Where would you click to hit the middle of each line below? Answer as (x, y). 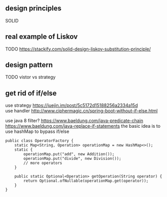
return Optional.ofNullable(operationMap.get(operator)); (86, 181)
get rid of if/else (31, 93)
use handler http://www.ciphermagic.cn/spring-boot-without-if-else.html (81, 111)
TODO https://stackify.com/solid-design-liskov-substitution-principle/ (78, 49)
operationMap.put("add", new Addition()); (69, 154)
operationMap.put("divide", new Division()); (73, 159)
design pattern (29, 65)
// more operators (43, 163)
